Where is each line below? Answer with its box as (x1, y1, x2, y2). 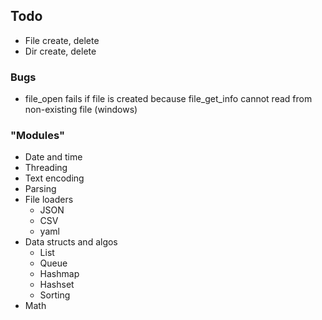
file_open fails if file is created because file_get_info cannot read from (24, 93, 313, 105)
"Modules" (10, 129, 66, 143)
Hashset (39, 279, 75, 291)
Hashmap (39, 268, 80, 280)
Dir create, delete (24, 45, 97, 57)
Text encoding (24, 172, 85, 184)
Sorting (39, 289, 71, 301)
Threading (24, 162, 68, 174)
